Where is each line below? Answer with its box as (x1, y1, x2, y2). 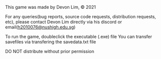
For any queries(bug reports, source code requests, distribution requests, (5, 14, 156, 19)
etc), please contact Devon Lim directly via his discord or (5, 19, 122, 25)
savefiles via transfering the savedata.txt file (5, 39, 96, 45)
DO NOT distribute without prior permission (5, 49, 95, 54)
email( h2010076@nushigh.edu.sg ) (5, 24, 76, 30)
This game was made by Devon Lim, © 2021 (5, 4, 96, 10)
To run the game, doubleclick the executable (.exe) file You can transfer (5, 34, 152, 39)
